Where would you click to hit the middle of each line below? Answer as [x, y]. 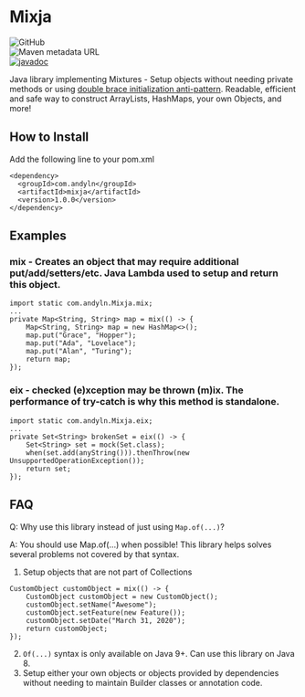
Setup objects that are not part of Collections [107, 572]
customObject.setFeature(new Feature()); [105, 613]
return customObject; [67, 628]
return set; [48, 469]
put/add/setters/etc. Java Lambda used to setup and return [144, 273]
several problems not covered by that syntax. [95, 554]
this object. [35, 285]
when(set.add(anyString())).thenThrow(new [108, 453]
